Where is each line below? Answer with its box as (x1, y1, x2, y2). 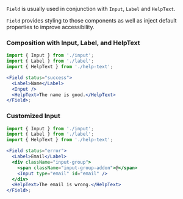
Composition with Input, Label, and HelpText (6, 38, 140, 47)
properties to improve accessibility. (6, 24, 95, 30)
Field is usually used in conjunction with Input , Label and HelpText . (6, 5, 176, 12)
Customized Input (6, 112, 60, 120)
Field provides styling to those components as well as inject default (6, 17, 177, 24)
